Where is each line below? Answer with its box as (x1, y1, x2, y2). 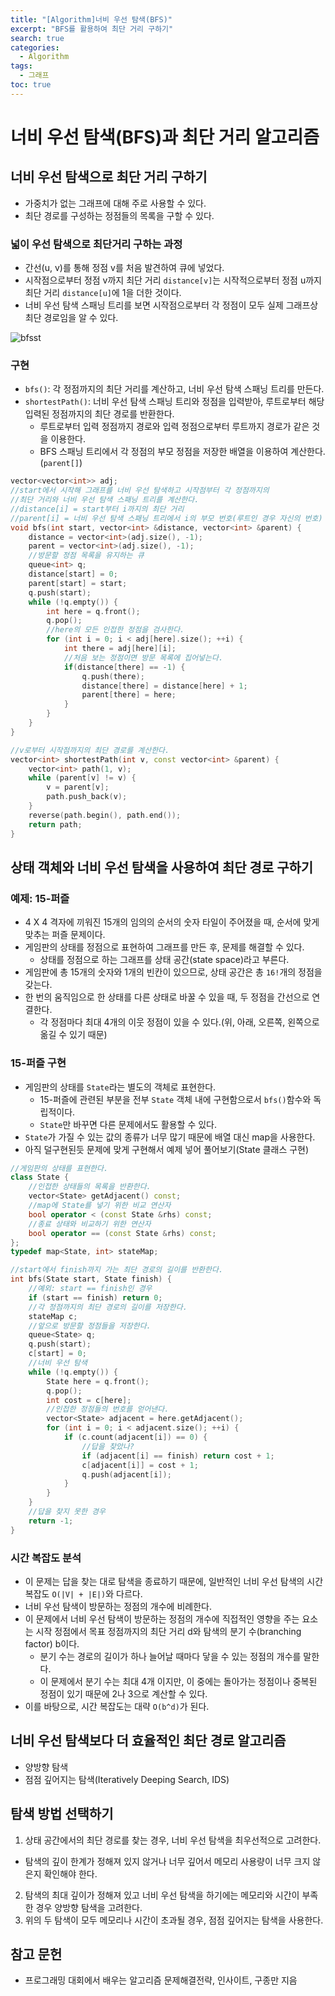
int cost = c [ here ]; (46, 1395, 132, 1405)
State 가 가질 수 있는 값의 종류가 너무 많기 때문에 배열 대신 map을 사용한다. (24, 1131, 316, 1143)
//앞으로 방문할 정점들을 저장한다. (28, 1321, 152, 1331)
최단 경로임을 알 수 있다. (24, 312, 119, 324)
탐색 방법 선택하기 (10, 1806, 114, 1823)
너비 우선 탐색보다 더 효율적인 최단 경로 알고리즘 (10, 1732, 287, 1750)
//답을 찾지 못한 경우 (28, 1507, 106, 1517)
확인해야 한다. (43, 1867, 98, 1880)
